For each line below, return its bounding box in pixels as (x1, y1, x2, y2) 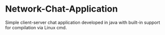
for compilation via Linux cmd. (5, 24, 67, 30)
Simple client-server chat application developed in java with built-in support (5, 19, 161, 25)
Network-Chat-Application (5, 3, 118, 15)
